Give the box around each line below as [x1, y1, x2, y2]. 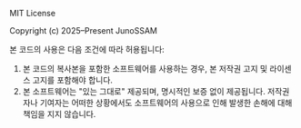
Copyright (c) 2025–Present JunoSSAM [9, 25, 157, 35]
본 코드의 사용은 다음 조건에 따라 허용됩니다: [9, 44, 166, 54]
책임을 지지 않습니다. [22, 109, 96, 119]
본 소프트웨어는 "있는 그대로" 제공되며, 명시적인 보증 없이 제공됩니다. [22, 86, 266, 96]
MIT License [9, 8, 56, 18]
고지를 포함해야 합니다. [32, 74, 114, 85]
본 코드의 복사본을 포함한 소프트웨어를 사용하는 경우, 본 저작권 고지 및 [22, 64, 268, 74]
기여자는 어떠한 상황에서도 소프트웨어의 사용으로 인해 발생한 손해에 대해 [39, 97, 293, 108]
